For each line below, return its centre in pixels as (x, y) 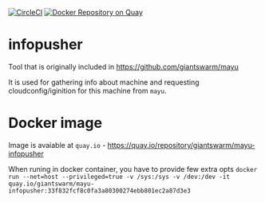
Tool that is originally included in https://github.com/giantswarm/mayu (124, 66)
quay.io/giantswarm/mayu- (51, 184)
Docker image (55, 123)
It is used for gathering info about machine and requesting (104, 82)
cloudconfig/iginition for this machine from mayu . (87, 90)
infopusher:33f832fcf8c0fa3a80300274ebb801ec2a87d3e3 (100, 191)
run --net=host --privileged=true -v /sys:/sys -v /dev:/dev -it (119, 177)
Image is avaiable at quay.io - (57, 145)
